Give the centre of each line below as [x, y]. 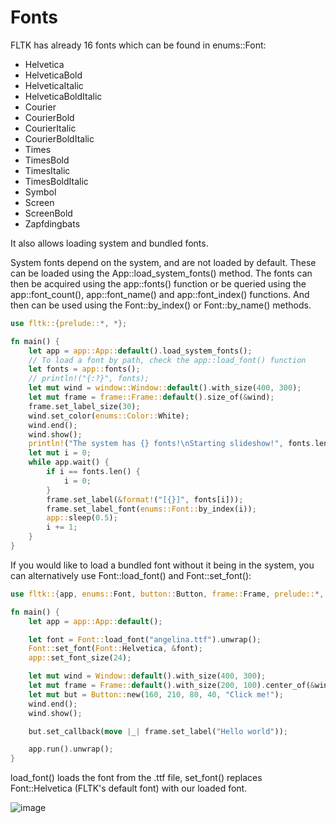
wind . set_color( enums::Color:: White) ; [109, 416]
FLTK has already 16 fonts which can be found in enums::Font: [138, 45]
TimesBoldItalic [56, 181]
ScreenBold [48, 213]
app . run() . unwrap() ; [71, 749]
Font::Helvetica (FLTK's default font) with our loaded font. [129, 788]
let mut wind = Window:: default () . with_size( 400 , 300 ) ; [147, 676]
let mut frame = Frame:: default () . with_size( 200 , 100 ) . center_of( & [172, 686]
